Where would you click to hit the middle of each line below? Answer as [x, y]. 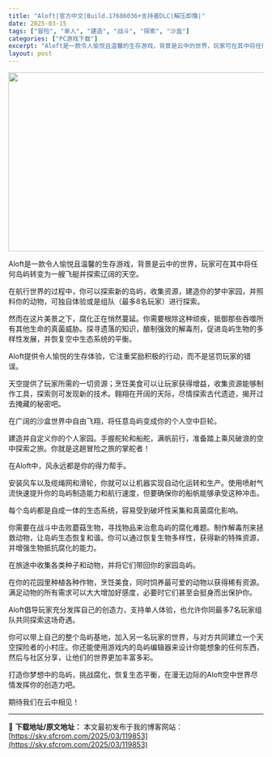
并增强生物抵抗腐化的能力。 [55, 548]
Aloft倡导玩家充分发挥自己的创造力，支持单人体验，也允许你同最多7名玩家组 [135, 610]
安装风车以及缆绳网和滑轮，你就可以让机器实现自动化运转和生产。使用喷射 [132, 483]
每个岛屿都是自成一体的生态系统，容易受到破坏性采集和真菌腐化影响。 [125, 510]
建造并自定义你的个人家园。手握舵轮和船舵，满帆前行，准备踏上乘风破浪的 [132, 438]
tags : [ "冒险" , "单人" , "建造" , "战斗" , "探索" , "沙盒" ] [99, 31]
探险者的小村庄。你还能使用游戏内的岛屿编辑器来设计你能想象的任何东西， [139, 647]
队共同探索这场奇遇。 [44, 620]
